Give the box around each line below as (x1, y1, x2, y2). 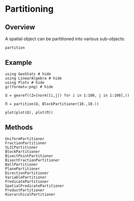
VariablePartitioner (5, 175, 47, 179)
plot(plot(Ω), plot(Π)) (5, 110, 54, 115)
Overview (5, 23, 36, 31)
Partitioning (5, 3, 54, 15)
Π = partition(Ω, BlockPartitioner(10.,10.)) (5, 101, 99, 106)
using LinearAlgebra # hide (5, 76, 62, 81)
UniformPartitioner (5, 136, 45, 141)
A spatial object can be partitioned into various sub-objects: (5, 36, 125, 42)
